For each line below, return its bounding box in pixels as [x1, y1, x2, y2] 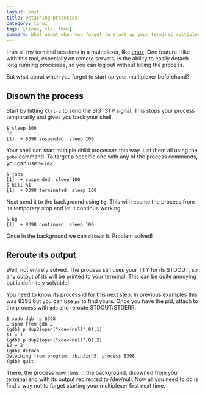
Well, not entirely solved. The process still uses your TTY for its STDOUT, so [6, 266, 198, 273]
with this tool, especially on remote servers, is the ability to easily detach [6, 55, 189, 62]
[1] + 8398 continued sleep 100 [6, 221, 95, 227]
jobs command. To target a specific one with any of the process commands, [6, 153, 198, 160]
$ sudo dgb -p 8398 [6, 315, 56, 322]
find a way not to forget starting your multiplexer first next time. [6, 382, 166, 389]
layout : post [6, 9, 40, 15]
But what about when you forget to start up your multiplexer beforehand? [6, 73, 190, 80]
